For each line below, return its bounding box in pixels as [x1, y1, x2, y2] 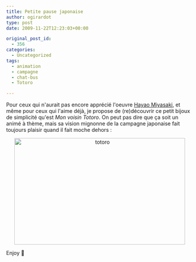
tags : [6, 57, 20, 64]
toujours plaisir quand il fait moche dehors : [6, 127, 112, 134]
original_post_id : [6, 36, 52, 42]
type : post [6, 20, 33, 25]
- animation [11, 63, 41, 69]
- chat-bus [11, 75, 38, 80]
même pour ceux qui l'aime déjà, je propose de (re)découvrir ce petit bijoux [6, 108, 191, 115]
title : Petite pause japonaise [6, 8, 83, 15]
